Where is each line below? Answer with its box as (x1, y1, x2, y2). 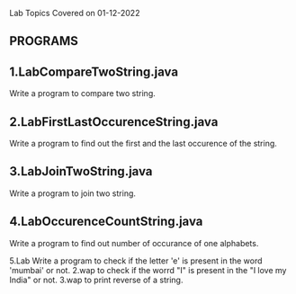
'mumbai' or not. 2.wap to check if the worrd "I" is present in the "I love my (9, 264, 287, 275)
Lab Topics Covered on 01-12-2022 (9, 8, 140, 18)
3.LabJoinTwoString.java (9, 164, 153, 179)
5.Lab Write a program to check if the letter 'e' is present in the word (9, 255, 263, 266)
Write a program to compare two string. (9, 88, 156, 99)
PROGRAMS (9, 33, 79, 49)
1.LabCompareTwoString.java (9, 64, 178, 79)
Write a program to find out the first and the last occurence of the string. (9, 138, 277, 149)
